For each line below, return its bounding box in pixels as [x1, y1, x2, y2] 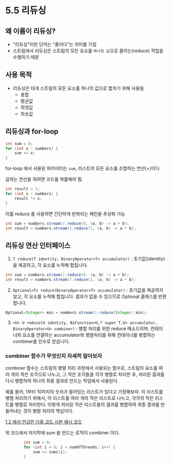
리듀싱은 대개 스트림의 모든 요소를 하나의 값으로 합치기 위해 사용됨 [12, 85, 144, 91]
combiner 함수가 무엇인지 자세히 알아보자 [5, 352, 102, 359]
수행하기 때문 [12, 54, 39, 60]
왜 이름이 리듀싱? [5, 27, 56, 35]
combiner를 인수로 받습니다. [12, 338, 70, 344]
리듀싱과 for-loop [5, 127, 59, 136]
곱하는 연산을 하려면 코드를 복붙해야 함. [5, 176, 83, 183]
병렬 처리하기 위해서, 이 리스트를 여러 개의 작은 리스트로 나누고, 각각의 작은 [5, 395, 154, 401]
